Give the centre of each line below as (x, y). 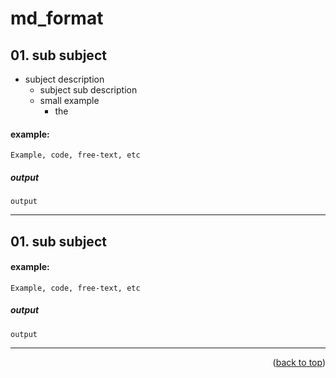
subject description (64, 79)
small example (69, 100)
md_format (57, 18)
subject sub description (88, 90)
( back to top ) (299, 362)
